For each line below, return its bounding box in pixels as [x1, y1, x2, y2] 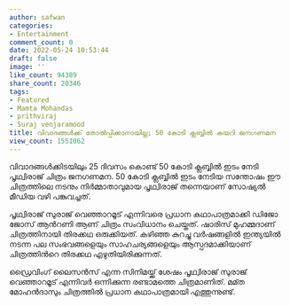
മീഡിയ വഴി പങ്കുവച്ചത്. [9, 191, 91, 201]
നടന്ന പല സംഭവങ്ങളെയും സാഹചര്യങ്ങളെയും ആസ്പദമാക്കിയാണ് [9, 239, 251, 249]
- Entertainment [9, 29, 69, 38]
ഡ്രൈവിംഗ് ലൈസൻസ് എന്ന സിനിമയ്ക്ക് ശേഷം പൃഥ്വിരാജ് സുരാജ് [9, 266, 247, 277]
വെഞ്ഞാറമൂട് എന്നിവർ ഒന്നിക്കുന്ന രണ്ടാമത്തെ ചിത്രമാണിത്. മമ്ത [9, 276, 246, 286]
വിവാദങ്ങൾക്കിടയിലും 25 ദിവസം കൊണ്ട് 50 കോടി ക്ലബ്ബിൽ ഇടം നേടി [9, 161, 259, 171]
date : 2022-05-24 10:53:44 [9, 46, 109, 55]
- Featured [9, 95, 50, 105]
